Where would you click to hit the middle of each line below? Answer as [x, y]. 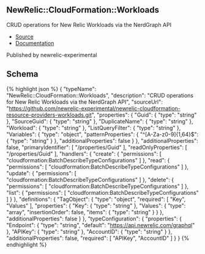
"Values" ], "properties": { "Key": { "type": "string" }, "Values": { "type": [96, 205]
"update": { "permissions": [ [41, 173]
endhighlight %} [27, 244]
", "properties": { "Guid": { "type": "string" [144, 115]
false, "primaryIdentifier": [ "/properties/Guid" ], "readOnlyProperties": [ [97, 147]
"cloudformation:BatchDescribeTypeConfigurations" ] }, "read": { [88, 160]
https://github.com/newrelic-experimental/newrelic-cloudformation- [95, 108]
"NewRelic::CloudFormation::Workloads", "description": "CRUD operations [100, 95]
